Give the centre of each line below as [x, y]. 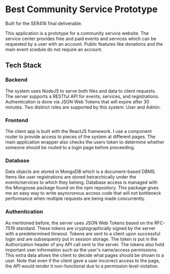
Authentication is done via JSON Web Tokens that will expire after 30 [77, 101]
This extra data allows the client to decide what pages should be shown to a [84, 255]
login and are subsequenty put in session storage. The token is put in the [81, 239]
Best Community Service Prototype [81, 9]
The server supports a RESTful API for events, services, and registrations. [82, 96]
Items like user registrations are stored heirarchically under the [71, 177]
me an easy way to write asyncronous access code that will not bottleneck [83, 193]
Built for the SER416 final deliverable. [44, 23]
